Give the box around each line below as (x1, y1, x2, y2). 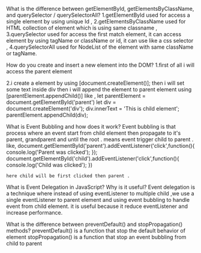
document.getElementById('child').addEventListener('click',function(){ (6, 155, 179, 162)
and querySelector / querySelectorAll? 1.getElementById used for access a (6, 11, 190, 19)
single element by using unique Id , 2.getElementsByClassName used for (6, 18, 186, 25)
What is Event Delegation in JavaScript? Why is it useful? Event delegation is (6, 183, 196, 191)
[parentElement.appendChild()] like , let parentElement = (6, 93, 146, 99)
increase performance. (6, 209, 63, 216)
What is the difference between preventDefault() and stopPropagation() (6, 221, 183, 228)
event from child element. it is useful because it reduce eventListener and (6, 203, 188, 210)
